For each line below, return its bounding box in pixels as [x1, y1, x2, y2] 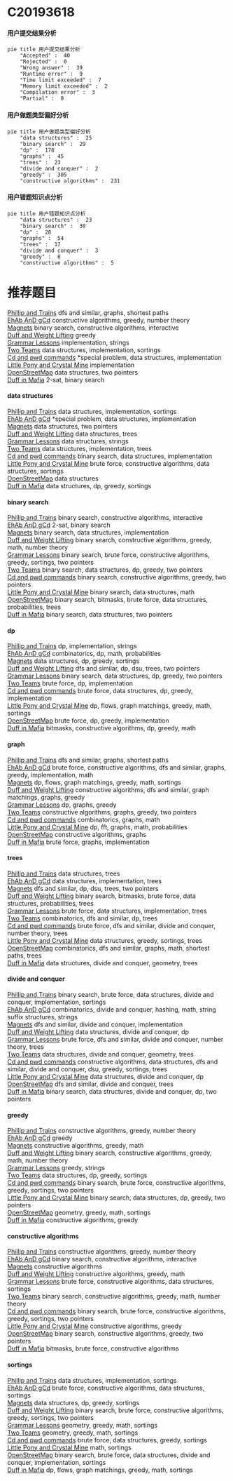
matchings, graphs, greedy [7, 793, 85, 801]
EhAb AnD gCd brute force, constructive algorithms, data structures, [7, 1383, 205, 1392]
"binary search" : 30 [20, 222, 86, 229]
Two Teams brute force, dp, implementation [7, 679, 134, 688]
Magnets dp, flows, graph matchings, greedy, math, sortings [7, 778, 182, 786]
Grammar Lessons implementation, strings [7, 338, 129, 347]
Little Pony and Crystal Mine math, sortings [7, 1443, 132, 1452]
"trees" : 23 [20, 159, 61, 166]
